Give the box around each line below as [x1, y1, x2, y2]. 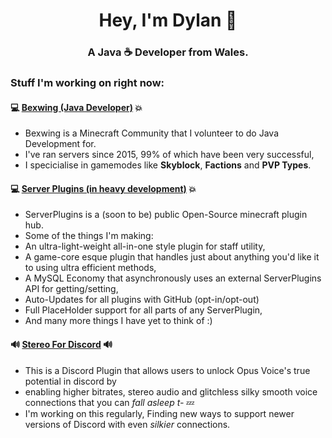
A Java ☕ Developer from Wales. [87, 45, 249, 59]
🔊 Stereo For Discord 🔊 [10, 339, 113, 351]
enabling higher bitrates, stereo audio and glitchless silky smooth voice [24, 385, 318, 398]
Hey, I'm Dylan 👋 [98, 9, 238, 32]
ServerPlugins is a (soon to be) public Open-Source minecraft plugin [24, 209, 308, 221]
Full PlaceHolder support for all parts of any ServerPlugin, [24, 304, 263, 316]
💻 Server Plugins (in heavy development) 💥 [10, 182, 197, 194]
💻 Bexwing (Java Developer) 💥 [10, 101, 143, 113]
